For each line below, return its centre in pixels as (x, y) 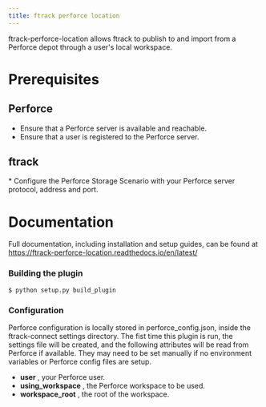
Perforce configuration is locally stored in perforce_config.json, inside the (129, 327)
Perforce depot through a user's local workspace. (90, 47)
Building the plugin (46, 273)
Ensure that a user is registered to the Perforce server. (109, 136)
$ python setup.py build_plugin (62, 290)
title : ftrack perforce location (64, 16)
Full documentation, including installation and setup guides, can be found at (133, 244)
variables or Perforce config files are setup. (80, 361)
